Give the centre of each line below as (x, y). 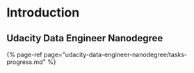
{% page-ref (24, 54)
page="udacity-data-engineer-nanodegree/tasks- (115, 54)
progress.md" (26, 62)
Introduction (43, 13)
